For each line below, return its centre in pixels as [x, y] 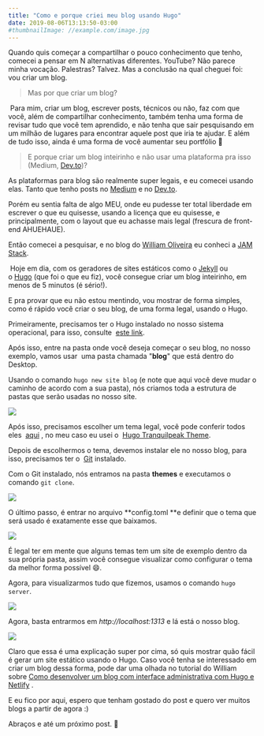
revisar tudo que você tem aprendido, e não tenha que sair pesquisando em [131, 125]
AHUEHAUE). [44, 230]
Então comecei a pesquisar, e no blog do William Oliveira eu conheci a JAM [130, 245]
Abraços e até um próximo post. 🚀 [63, 724]
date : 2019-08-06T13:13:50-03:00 [63, 23]
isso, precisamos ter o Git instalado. [67, 459]
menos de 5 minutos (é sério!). [58, 286]
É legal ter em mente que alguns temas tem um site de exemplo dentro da [128, 551]
